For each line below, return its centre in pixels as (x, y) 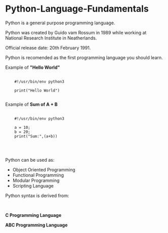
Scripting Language (33, 185)
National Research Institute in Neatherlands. (51, 38)
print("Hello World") (37, 90)
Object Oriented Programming (44, 169)
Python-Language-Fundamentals (77, 9)
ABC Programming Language (36, 225)
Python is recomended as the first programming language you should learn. (84, 57)
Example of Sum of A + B (32, 104)
